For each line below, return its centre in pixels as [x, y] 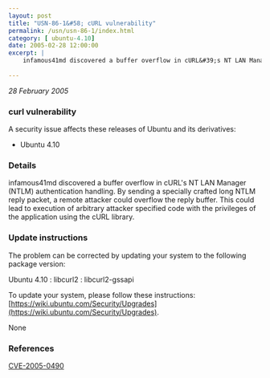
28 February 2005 [39, 91]
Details [22, 165]
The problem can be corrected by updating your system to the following [127, 255]
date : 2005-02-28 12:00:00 [53, 46]
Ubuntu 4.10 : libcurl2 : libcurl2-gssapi [71, 279]
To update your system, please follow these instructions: [102, 295]
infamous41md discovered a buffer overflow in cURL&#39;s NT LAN [135, 61]
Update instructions [48, 238]
